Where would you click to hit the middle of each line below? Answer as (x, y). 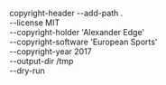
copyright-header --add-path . (66, 13)
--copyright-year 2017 (51, 52)
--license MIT (35, 23)
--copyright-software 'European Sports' (83, 42)
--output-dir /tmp (41, 61)
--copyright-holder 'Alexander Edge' (77, 32)
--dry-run (27, 71)
